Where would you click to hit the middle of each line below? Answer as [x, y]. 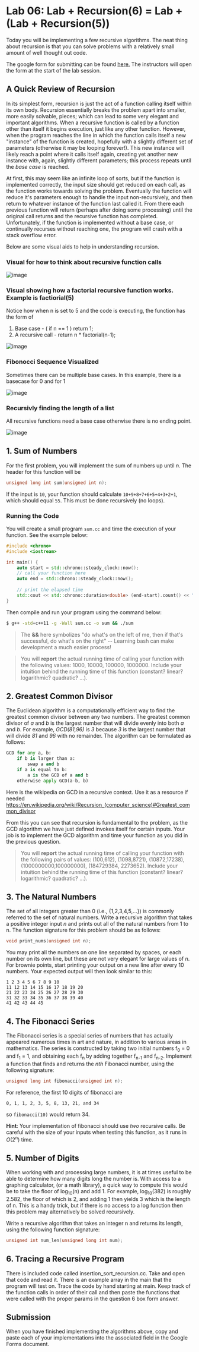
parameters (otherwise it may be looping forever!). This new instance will [95, 147]
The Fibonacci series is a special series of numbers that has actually [90, 1036]
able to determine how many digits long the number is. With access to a [94, 1179]
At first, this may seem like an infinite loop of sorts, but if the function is [93, 178]
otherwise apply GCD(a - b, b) [53, 781]
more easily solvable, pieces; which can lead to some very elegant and [93, 116]
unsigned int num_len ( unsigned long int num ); [65, 1240]
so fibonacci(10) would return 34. [48, 1114]
